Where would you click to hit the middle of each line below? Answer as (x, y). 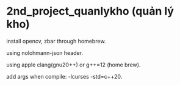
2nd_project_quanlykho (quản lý (90, 11)
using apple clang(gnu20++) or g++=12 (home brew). (74, 65)
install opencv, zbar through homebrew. (56, 41)
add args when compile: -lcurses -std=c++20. (64, 76)
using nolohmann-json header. (45, 52)
